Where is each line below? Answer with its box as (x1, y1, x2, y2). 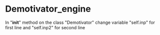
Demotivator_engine (5, 3, 91, 15)
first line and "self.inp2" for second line (5, 24, 85, 30)
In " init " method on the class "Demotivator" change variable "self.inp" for (5, 19, 156, 25)
